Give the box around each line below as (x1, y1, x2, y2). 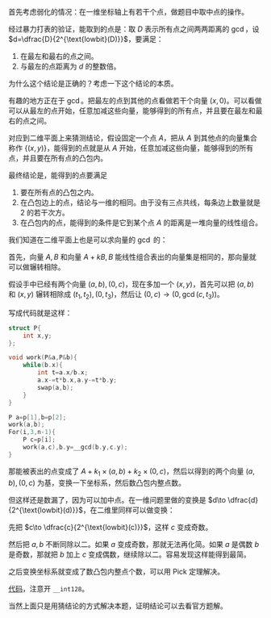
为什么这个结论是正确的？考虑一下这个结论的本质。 (8, 79, 178, 88)
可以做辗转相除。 (8, 262, 65, 272)
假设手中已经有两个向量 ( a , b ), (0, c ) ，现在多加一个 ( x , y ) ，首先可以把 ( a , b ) (8, 279, 254, 289)
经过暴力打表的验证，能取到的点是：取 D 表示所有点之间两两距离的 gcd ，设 (8, 24, 260, 34)
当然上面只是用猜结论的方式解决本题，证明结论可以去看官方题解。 (8, 600, 227, 611)
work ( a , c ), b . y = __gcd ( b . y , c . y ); (23, 443, 128, 452)
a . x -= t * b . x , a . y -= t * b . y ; (37, 376, 118, 385)
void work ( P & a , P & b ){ (8, 353, 78, 361)
